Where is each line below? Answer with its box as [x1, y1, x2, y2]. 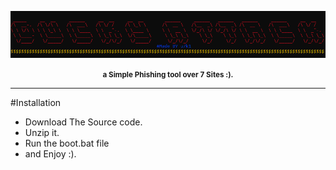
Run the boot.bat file [24, 137, 110, 149]
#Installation [10, 96, 62, 108]
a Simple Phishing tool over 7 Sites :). [102, 69, 234, 80]
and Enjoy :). [24, 147, 77, 160]
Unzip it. [24, 126, 60, 138]
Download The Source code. [24, 116, 143, 128]
